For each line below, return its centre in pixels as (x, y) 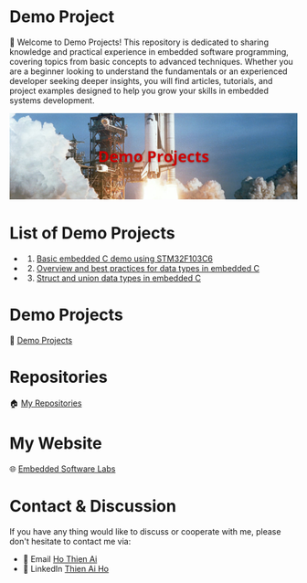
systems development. (52, 100)
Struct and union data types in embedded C (118, 278)
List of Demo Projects (92, 233)
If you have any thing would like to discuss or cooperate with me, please (145, 531)
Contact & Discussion (93, 506)
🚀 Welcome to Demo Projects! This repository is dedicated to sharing (139, 42)
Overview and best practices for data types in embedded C (148, 268)
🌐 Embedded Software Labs (63, 469)
